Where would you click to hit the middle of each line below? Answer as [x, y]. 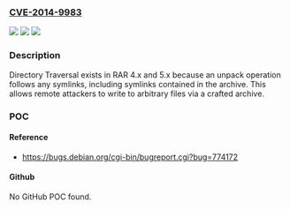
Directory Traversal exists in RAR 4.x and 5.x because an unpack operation [145, 75]
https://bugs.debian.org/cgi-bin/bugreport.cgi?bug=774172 [130, 157]
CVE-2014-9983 [46, 12]
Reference [29, 138]
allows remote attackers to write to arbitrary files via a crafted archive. [137, 93]
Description [35, 56]
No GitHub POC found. [50, 197]
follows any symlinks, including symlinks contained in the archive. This [138, 84]
